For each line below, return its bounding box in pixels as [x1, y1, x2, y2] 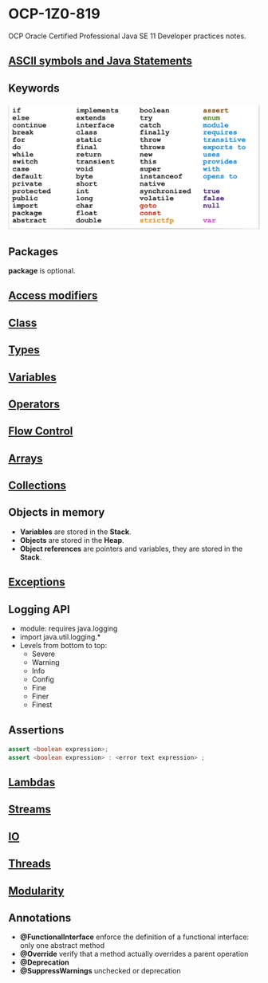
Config [31, 674, 54, 684]
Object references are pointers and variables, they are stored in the [19, 544, 243, 553]
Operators [8, 397, 61, 411]
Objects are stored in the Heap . [19, 535, 125, 545]
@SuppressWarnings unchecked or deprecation [19, 966, 181, 976]
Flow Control [8, 424, 73, 438]
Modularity [8, 884, 65, 898]
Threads [8, 857, 52, 871]
